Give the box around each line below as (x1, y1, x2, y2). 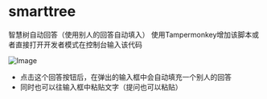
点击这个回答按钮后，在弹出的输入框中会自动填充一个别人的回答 (19, 72, 232, 81)
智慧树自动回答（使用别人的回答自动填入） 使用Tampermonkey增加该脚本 (8, 30, 253, 39)
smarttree (8, 2, 76, 21)
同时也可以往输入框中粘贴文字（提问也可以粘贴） (19, 82, 183, 92)
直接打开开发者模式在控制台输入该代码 (14, 39, 142, 49)
